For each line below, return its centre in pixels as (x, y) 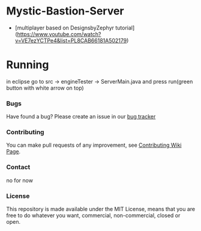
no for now (19, 180)
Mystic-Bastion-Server (65, 11)
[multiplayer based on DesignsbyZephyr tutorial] (75, 28)
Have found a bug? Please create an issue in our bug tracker (81, 117)
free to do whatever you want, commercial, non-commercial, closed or (93, 215)
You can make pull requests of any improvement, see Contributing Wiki (94, 145)
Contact (18, 167)
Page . (13, 152)
